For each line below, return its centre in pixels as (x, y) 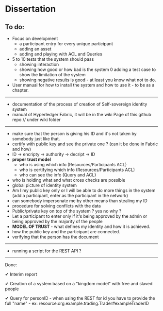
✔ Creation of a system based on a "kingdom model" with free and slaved (79, 284)
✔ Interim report (21, 274)
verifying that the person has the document (55, 237)
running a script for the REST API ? (47, 251)
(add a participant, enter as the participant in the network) (70, 196)
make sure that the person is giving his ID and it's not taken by (74, 134)
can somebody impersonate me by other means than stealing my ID (80, 201)
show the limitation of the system (52, 75)
